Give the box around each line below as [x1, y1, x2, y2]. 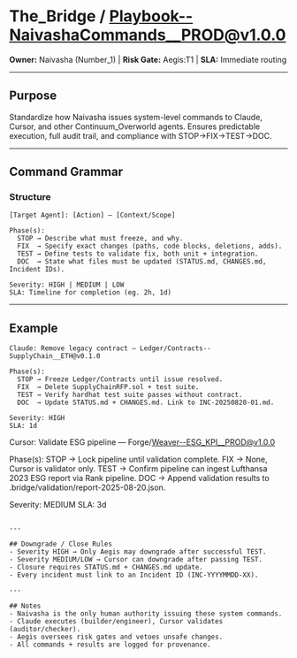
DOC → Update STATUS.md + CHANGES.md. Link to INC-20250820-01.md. [17, 398, 275, 408]
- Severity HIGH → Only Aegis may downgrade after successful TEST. [9, 547, 267, 556]
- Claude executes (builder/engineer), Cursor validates [9, 617, 224, 626]
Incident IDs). [9, 265, 65, 274]
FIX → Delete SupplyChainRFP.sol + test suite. [17, 383, 200, 392]
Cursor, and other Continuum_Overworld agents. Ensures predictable [9, 121, 261, 132]
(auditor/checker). [9, 625, 81, 634]
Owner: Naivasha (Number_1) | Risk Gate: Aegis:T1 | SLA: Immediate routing [9, 54, 287, 65]
